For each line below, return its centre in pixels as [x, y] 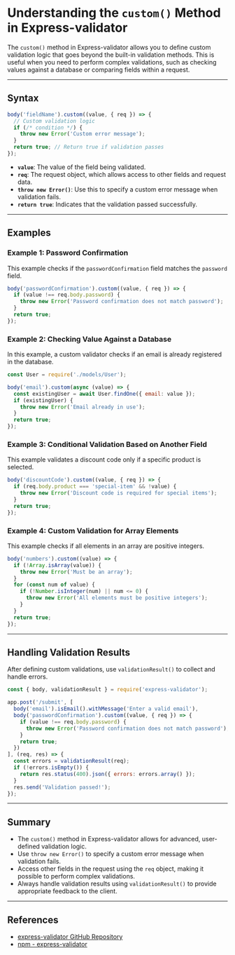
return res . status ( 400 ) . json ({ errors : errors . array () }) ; [108, 774]
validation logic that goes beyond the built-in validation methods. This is [111, 55]
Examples [29, 233]
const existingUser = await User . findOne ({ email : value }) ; [105, 394]
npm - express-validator [52, 944]
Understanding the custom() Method [114, 13]
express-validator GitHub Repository [70, 937]
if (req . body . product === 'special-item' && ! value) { [95, 487]
